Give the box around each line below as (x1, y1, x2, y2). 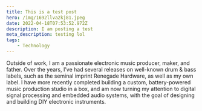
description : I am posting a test (6, 25, 94, 32)
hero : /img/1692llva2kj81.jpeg (6, 15, 85, 21)
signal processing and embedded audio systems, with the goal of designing (6, 92, 195, 99)
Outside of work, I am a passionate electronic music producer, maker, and (6, 59, 191, 67)
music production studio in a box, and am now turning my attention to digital (6, 85, 196, 92)
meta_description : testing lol (6, 32, 85, 38)
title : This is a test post (6, 8, 77, 15)
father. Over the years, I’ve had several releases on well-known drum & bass (6, 66, 197, 73)
